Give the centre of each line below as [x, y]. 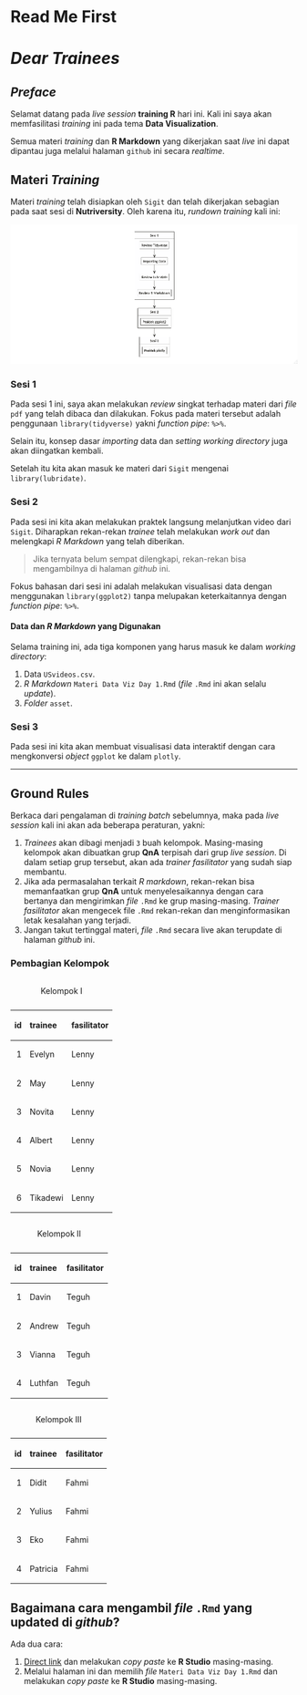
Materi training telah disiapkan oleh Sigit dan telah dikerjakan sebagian [145, 202]
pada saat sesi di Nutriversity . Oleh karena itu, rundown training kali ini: [145, 211]
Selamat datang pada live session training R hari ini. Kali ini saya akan [141, 114]
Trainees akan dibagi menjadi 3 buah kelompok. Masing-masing [143, 842]
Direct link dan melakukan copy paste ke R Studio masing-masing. [148, 1662]
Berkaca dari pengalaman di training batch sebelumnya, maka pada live [145, 815]
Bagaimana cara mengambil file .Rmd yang [132, 1608]
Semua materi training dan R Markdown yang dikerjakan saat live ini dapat [150, 141]
